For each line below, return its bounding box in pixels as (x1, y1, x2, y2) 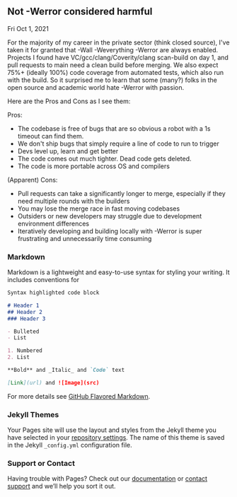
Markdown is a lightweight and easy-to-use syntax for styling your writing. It (7, 268, 230, 276)
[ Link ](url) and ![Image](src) (7, 379, 100, 386)
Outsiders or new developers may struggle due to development (17, 211, 202, 220)
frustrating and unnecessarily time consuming (17, 234, 152, 242)
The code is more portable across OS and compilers (17, 162, 170, 170)
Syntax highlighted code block (7, 289, 100, 296)
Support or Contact (7, 459, 76, 469)
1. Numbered (7, 347, 42, 354)
